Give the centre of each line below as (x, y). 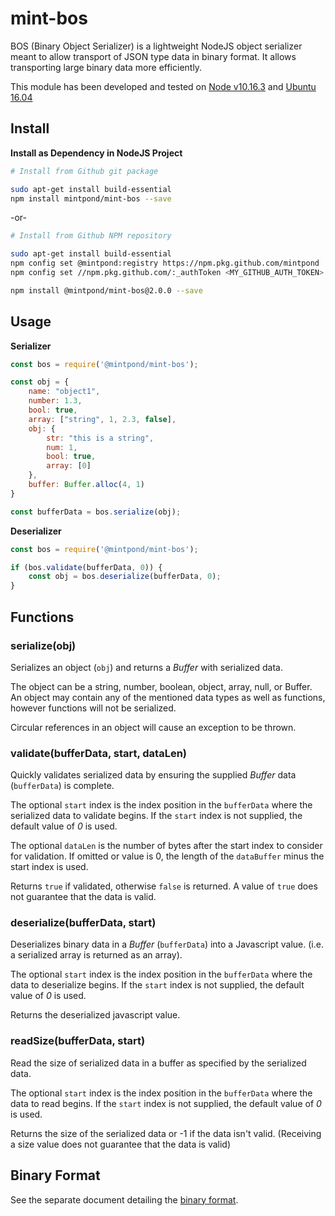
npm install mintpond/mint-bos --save (91, 198)
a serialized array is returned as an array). (96, 955)
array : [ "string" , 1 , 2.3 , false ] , (102, 419)
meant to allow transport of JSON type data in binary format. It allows (153, 56)
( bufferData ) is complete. (62, 786)
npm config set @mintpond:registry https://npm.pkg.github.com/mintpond (165, 263)
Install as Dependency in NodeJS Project (96, 153)
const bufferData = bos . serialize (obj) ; (96, 512)
